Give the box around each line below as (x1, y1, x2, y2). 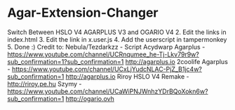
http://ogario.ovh (65, 94, 114, 102)
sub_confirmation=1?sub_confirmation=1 (7, 57, 124, 65)
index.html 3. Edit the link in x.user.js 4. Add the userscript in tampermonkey (7, 35, 227, 43)
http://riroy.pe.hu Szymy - (7, 79, 82, 88)
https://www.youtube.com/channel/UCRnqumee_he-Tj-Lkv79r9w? (7, 50, 200, 58)
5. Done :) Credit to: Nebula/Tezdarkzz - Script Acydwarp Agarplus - (7, 42, 206, 51)
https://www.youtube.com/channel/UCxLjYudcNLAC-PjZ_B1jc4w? (11, 65, 202, 73)
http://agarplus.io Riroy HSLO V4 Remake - (65, 72, 189, 81)
